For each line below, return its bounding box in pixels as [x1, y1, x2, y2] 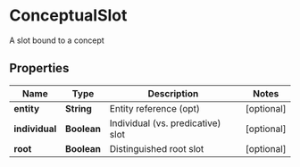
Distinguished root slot [109, 142, 204, 154]
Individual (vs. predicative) [109, 117, 221, 129]
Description [147, 87, 199, 99]
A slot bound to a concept [9, 35, 104, 46]
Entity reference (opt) [109, 102, 201, 114]
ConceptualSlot [9, 5, 128, 26]
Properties [9, 61, 70, 76]
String [65, 102, 92, 114]
